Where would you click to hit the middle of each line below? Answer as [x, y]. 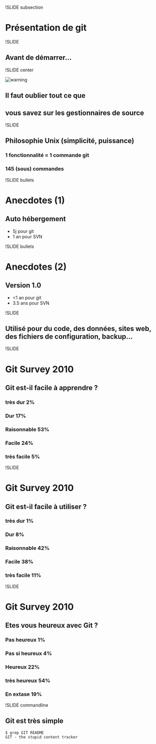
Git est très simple [35, 721]
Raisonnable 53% [27, 429]
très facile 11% [23, 575]
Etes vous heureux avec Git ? [52, 625]
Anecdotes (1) [35, 200]
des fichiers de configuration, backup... [69, 336]
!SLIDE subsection [24, 7]
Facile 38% [19, 562]
